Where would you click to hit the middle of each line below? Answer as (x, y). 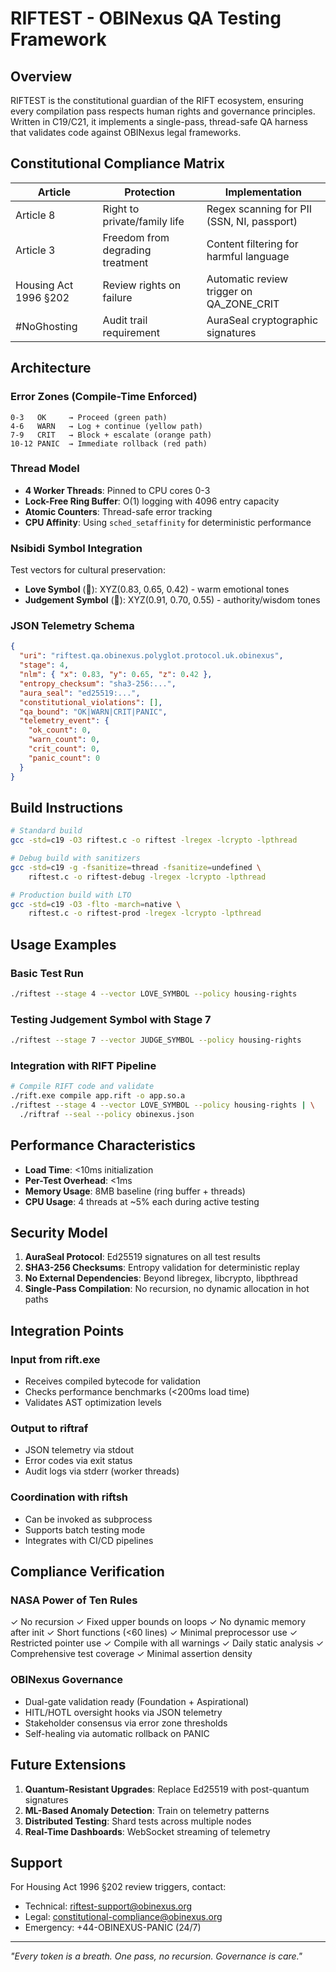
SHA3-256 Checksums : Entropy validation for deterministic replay (162, 1268)
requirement (131, 332)
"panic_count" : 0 (64, 758)
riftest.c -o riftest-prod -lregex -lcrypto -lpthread (145, 913)
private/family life (143, 221)
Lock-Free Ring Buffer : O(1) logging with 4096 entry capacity (152, 501)
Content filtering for (252, 244)
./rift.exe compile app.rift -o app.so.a (98, 1096)
